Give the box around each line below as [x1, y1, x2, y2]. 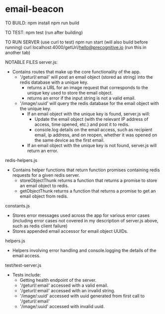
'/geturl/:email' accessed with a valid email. [19, 282, 109, 288]
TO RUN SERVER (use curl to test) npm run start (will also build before [5, 39, 148, 45]
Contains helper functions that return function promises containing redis [12, 167, 160, 173]
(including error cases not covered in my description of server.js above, [12, 217, 159, 223]
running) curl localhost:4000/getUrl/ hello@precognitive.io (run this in [5, 44, 147, 50]
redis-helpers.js [5, 157, 38, 163]
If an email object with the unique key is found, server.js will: [27, 110, 150, 117]
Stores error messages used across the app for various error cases [12, 212, 150, 218]
